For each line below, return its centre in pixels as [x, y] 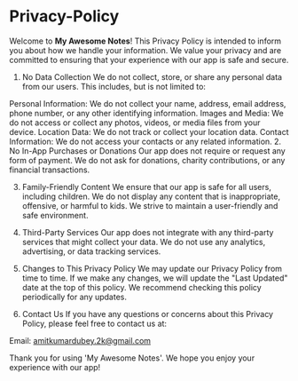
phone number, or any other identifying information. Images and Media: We [146, 113]
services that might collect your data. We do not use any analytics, [144, 242]
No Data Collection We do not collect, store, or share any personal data [152, 76]
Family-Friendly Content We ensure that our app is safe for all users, [147, 187]
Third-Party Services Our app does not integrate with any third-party [148, 232]
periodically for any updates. [74, 297]
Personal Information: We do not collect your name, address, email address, [148, 103]
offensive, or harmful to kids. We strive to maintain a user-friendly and [150, 205]
